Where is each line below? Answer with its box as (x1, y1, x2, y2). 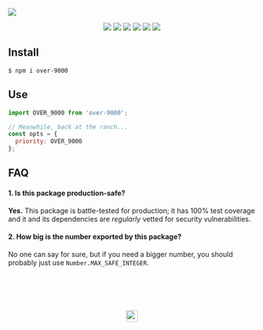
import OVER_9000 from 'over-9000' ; (8, 109, 128, 117)
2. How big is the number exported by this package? (8, 232, 182, 241)
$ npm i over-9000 (8, 67, 68, 74)
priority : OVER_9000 (15, 137, 82, 146)
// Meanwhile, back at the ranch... (8, 123, 128, 131)
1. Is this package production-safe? (8, 188, 126, 198)
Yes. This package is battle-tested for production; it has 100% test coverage (8, 205, 255, 215)
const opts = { (8, 130, 58, 138)
